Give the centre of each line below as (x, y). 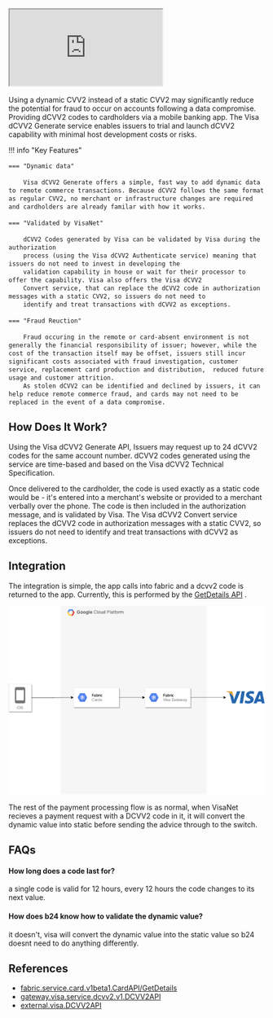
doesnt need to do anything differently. (74, 943)
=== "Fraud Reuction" (45, 321)
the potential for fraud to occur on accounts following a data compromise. (132, 108)
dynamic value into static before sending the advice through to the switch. (133, 824)
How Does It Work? (58, 427)
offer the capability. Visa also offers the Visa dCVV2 (105, 280)
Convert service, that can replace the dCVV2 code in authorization (142, 288)
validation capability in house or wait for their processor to (134, 272)
